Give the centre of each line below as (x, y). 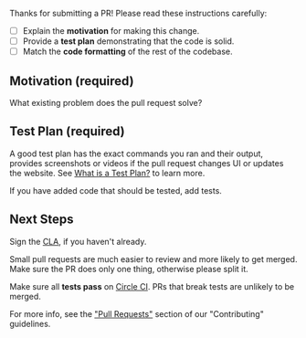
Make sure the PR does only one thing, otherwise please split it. (129, 269)
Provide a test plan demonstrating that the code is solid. (128, 41)
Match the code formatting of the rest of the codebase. (127, 52)
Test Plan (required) (67, 132)
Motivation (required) (72, 81)
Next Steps (42, 220)
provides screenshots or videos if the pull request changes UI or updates (147, 163)
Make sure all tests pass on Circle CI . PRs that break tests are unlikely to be (152, 286)
